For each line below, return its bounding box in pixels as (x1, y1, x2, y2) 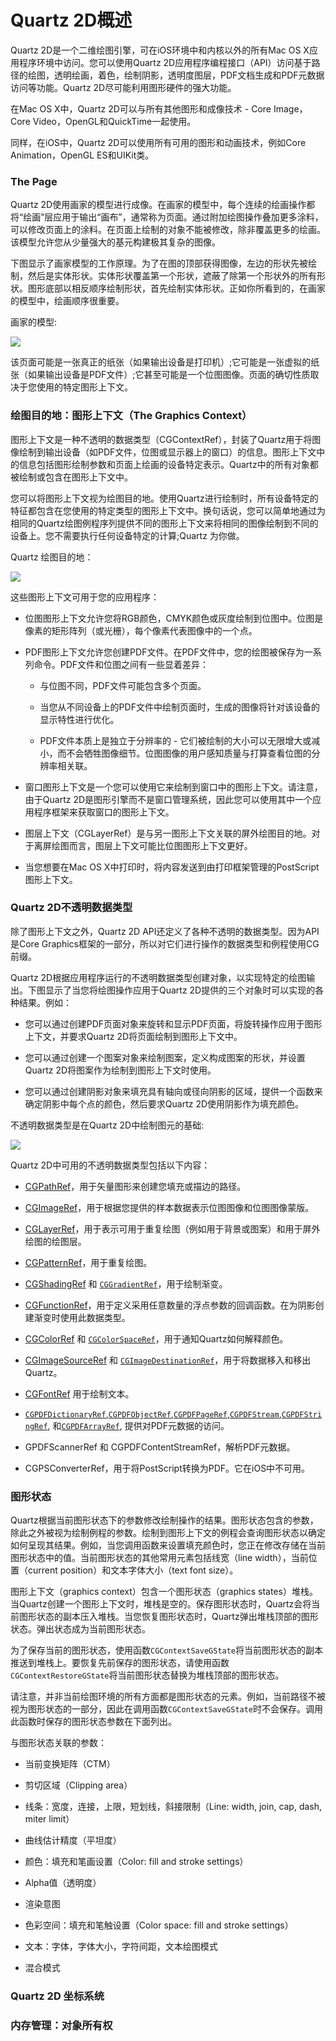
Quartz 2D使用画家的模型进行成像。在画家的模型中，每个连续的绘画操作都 (10, 199, 316, 211)
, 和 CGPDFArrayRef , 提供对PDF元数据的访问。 (47, 1419, 230, 1431)
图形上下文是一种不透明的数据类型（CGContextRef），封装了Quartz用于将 (10, 433, 313, 445)
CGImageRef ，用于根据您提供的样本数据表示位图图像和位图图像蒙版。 (24, 1201, 315, 1213)
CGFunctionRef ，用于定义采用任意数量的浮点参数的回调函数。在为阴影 (24, 1299, 316, 1311)
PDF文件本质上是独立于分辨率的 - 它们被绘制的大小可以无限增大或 (39, 734, 312, 746)
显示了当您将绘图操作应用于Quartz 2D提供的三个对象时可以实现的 (44, 984, 316, 996)
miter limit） (24, 1813, 75, 1825)
